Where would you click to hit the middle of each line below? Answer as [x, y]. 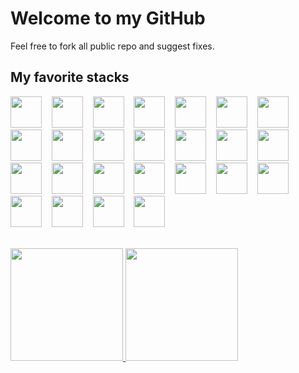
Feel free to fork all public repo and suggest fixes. [112, 46]
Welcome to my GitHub [108, 18]
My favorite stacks [70, 77]
